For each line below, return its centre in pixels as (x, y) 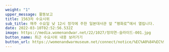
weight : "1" (18, 10)
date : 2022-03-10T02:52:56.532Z (39, 28)
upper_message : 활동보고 (29, 14)
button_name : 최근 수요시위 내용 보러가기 (44, 38)
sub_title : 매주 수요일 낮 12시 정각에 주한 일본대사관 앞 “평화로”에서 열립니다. (80, 24)
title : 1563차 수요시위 (27, 19)
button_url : (18, 42)
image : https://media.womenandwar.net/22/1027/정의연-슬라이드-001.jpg (78, 33)
